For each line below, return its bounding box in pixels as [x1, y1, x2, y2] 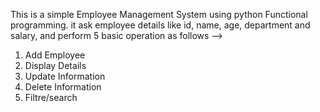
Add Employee [24, 49, 86, 61]
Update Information [24, 70, 106, 82]
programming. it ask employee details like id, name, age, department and [10, 19, 311, 31]
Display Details [24, 60, 87, 71]
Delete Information [24, 81, 102, 93]
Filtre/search [24, 92, 78, 103]
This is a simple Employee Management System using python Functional [10, 9, 308, 20]
